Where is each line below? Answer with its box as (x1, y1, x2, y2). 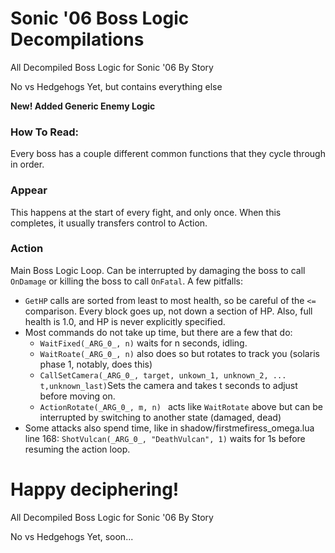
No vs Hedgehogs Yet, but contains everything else (10, 80, 223, 92)
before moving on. (39, 390, 116, 402)
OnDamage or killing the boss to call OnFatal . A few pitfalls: (10, 275, 243, 287)
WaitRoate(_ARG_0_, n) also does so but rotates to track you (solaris (39, 347, 320, 359)
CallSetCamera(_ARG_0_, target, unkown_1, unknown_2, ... (39, 370, 287, 381)
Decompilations (10, 28, 145, 51)
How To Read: (10, 125, 80, 139)
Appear (10, 183, 48, 197)
